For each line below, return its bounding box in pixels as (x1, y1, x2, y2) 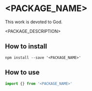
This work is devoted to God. (5, 19, 63, 25)
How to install (5, 42, 47, 51)
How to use (5, 68, 40, 76)
